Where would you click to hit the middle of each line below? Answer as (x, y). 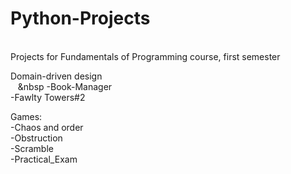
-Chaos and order (47, 127)
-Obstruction (36, 138)
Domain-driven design (56, 76)
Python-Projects (80, 18)
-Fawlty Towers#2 (48, 97)
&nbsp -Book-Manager (65, 86)
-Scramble (32, 148)
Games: (26, 116)
